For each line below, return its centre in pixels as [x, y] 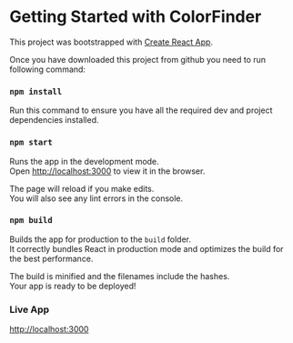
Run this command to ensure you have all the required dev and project [141, 110]
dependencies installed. [54, 120]
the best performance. [51, 258]
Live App [30, 309]
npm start [31, 142]
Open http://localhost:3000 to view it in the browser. [107, 171]
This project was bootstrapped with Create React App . [111, 42]
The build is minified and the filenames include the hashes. [120, 276]
